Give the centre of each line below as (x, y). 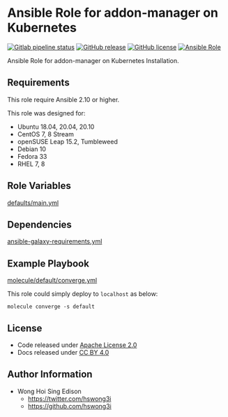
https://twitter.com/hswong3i (69, 398)
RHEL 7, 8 (31, 164)
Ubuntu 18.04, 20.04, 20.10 (56, 127)
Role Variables (39, 186)
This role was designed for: (46, 113)
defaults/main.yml (33, 203)
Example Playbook (48, 263)
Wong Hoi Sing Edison (49, 391)
